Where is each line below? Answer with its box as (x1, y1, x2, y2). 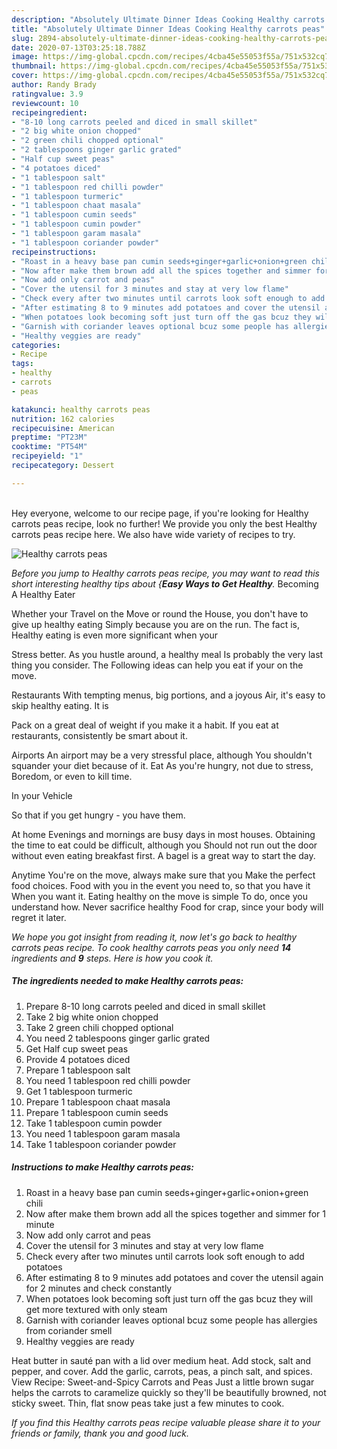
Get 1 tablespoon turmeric (25, 1085, 133, 1097)
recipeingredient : (11, 107, 88, 118)
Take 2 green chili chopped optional (25, 1021, 174, 1033)
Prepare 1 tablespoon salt (25, 1064, 131, 1076)
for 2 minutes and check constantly (25, 1282, 173, 1294)
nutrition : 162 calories (11, 414, 115, 424)
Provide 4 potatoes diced (25, 1053, 131, 1065)
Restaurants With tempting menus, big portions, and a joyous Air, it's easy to (11, 689, 326, 701)
